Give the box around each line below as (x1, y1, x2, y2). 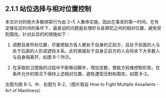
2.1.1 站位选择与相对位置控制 (5, 4, 92, 13)
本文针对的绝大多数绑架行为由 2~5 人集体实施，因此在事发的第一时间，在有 (5, 19, 159, 25)
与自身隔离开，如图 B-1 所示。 (12, 54, 74, 60)
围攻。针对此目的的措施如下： (9, 31, 70, 37)
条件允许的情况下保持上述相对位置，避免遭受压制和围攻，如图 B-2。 (12, 71, 152, 77)
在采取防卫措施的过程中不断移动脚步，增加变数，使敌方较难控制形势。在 (12, 64, 160, 70)
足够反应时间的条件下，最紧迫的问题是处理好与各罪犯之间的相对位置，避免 (5, 25, 157, 31)
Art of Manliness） (5, 87, 43, 93)
